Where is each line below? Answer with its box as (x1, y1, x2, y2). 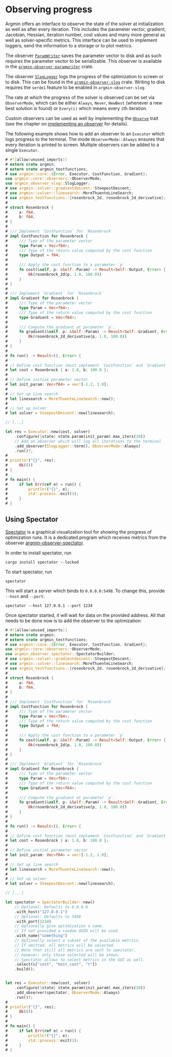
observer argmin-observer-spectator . (5, 539, 84, 546)
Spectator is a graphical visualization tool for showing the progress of (5, 528, 152, 535)
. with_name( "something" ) (14, 933, 68, 939)
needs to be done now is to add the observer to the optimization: (5, 618, 142, 624)
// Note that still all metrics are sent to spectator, (14, 947, 137, 953)
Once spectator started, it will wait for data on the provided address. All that (5, 612, 165, 618)
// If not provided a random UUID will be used (14, 928, 118, 933)
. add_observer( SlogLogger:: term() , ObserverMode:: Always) (14, 444, 141, 449)
